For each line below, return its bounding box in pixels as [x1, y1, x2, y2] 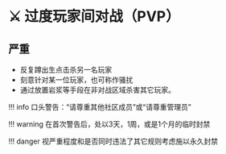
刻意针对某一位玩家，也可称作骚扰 [19, 75, 134, 85]
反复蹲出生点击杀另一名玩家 [19, 65, 113, 74]
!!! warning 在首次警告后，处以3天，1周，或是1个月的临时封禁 [8, 119, 211, 129]
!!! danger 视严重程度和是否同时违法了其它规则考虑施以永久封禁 [8, 136, 219, 146]
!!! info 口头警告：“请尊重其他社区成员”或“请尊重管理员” [8, 102, 191, 111]
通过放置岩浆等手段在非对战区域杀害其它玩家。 [19, 85, 175, 94]
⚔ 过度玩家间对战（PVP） [8, 7, 180, 26]
